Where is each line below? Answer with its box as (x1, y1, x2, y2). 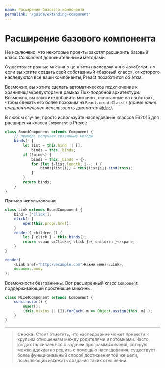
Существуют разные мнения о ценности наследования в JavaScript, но (5, 64, 156, 70)
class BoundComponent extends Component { (5, 129, 93, 134)
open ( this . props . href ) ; (23, 221, 71, 226)
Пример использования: (5, 198, 56, 203)
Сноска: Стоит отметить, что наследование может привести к (17, 331, 149, 337)
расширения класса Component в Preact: (5, 120, 87, 126)
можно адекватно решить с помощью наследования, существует (17, 347, 156, 353)
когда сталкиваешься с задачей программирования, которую (17, 342, 148, 348)
